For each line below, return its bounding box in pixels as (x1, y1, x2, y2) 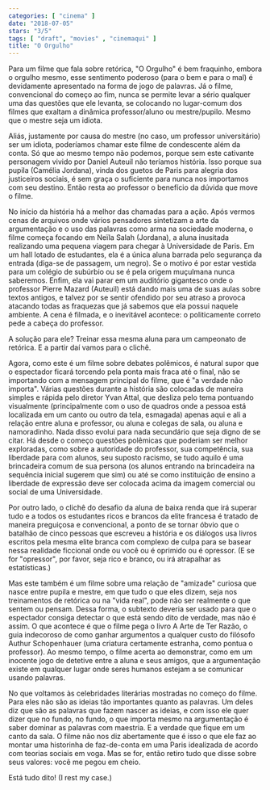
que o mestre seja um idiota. (8, 116, 103, 125)
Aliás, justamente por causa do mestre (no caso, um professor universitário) (8, 131, 261, 141)
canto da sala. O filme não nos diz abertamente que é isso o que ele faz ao (8, 732, 257, 742)
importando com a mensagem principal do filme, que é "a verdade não (8, 376, 243, 385)
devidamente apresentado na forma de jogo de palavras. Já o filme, (8, 82, 234, 91)
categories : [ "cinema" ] (8, 11, 95, 20)
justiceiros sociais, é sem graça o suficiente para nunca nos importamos (8, 174, 249, 184)
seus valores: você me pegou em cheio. (8, 757, 141, 767)
